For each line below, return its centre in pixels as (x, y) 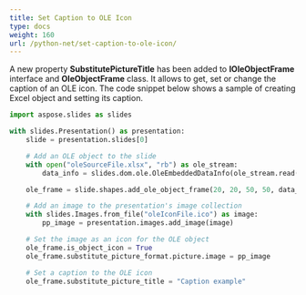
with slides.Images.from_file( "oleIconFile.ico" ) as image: (142, 215)
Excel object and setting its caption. (76, 98)
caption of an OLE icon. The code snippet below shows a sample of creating (153, 88)
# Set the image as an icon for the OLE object (117, 239)
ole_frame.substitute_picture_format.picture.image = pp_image (148, 256)
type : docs (30, 26)
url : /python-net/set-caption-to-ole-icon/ (93, 43)
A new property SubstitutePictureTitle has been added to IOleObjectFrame (152, 69)
